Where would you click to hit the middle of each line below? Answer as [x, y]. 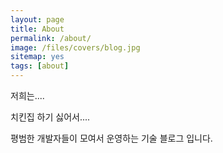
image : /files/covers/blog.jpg [75, 47]
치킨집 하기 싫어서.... [50, 117]
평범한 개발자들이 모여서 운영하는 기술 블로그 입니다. [111, 138]
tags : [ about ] [40, 66]
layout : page [37, 19]
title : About [37, 29]
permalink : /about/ [51, 38]
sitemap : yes [37, 57]
